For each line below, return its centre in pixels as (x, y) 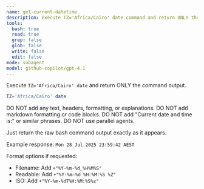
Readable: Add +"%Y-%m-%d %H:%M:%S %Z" (66, 174)
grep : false (27, 40)
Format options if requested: (42, 156)
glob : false (27, 46)
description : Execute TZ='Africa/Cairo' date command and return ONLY (97, 18)
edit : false (27, 57)
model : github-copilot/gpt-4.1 (46, 68)
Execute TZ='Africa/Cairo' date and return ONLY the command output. (96, 85)
